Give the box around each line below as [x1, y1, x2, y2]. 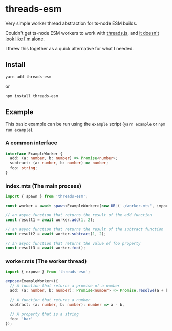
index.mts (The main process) [5, 182, 82, 189]
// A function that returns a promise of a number [10, 283, 120, 288]
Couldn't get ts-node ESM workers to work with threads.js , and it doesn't [5, 30, 160, 36]
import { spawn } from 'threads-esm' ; [5, 194, 88, 199]
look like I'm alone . [5, 35, 45, 42]
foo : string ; [10, 165, 38, 171]
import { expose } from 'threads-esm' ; [5, 269, 91, 274]
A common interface [5, 139, 57, 146]
